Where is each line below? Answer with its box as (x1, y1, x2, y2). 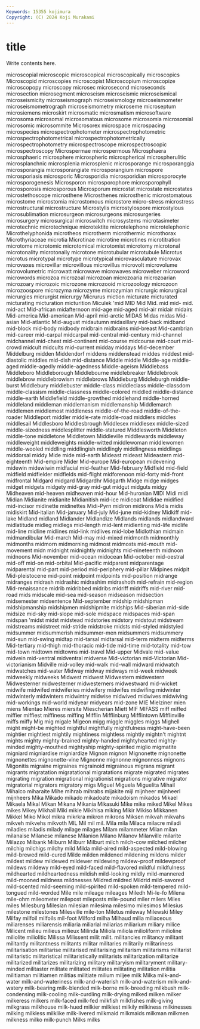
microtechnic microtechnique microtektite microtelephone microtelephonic (6, 223, 190, 230)
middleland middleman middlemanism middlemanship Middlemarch (6, 401, 172, 408)
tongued (6, 889, 27, 896)
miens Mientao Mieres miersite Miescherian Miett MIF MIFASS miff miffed (6, 705, 187, 713)
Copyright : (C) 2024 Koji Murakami (6, 14, 95, 20)
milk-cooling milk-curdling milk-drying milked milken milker (36, 991, 181, 998)
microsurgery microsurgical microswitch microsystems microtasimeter (6, 217, 180, 224)
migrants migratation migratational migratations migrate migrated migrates (6, 769, 189, 776)
